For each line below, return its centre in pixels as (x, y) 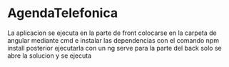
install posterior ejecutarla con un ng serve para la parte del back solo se (115, 48)
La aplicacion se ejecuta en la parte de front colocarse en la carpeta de (112, 33)
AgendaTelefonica (63, 13)
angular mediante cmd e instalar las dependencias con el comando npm (113, 40)
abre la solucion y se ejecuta (50, 56)
